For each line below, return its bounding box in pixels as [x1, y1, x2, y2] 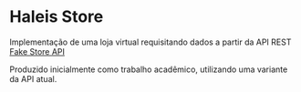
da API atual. [9, 73, 57, 84]
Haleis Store [9, 6, 104, 27]
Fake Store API [9, 46, 66, 56]
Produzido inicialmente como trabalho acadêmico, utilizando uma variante [9, 64, 288, 75]
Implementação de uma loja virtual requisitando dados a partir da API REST [9, 36, 292, 47]
